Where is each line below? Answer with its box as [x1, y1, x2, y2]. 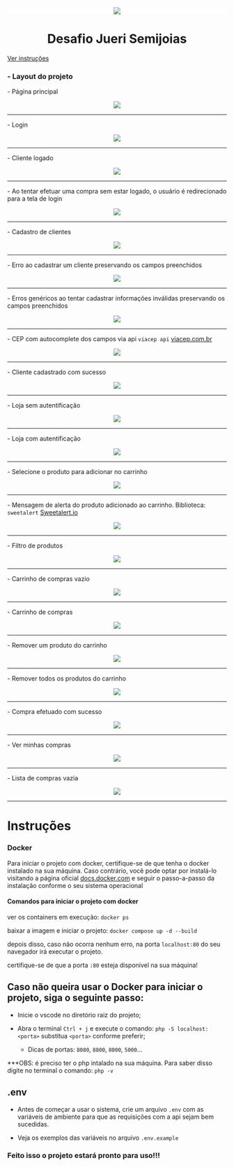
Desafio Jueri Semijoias [47, 31, 187, 47]
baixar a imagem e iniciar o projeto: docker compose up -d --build [7, 926, 197, 935]
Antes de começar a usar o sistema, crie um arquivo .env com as [17, 1105, 204, 1113]
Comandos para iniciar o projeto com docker [7, 897, 139, 905]
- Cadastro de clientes [7, 228, 72, 236]
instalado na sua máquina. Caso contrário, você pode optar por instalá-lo [7, 866, 217, 875]
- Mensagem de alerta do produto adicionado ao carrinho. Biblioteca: [7, 501, 206, 509]
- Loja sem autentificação [7, 401, 81, 410]
